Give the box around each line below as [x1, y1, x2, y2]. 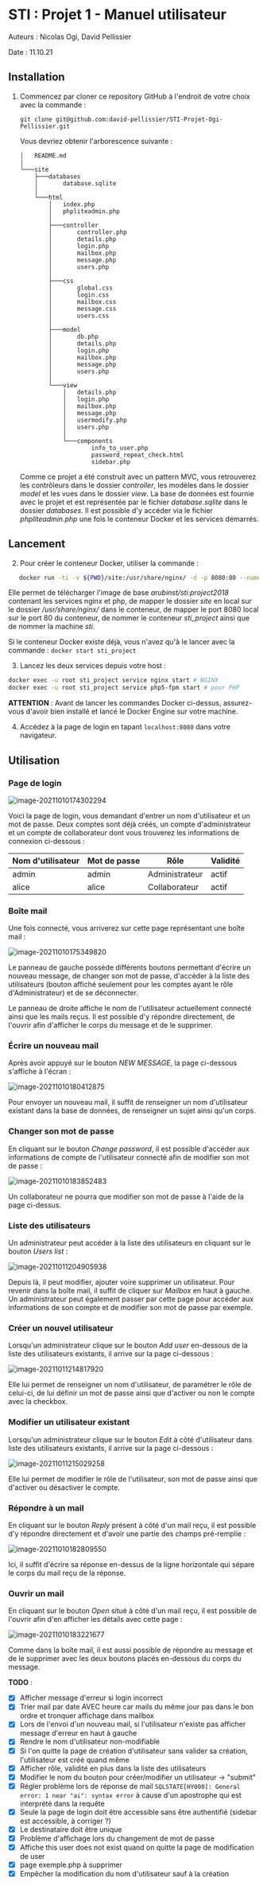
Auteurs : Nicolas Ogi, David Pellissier [8, 32, 132, 41]
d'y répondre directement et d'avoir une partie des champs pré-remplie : [8, 1529, 246, 1538]
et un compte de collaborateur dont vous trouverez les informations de [8, 827, 240, 837]
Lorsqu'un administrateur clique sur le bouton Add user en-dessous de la [8, 1340, 248, 1350]
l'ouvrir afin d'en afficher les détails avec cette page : [8, 1615, 183, 1624]
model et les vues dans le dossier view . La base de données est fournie [19, 488, 254, 498]
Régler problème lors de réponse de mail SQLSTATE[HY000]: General [19, 1781, 241, 1791]
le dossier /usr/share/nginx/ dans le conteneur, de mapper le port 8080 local [8, 605, 259, 614]
